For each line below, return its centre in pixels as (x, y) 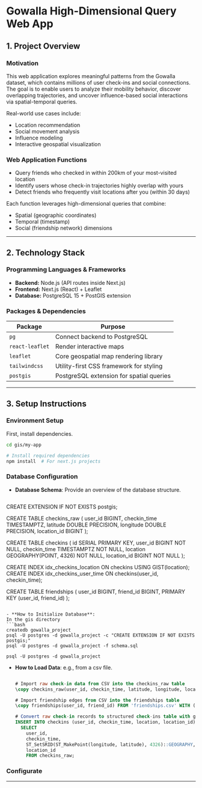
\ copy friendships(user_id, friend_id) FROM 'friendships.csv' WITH (103, 706)
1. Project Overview (43, 46)
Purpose (113, 327)
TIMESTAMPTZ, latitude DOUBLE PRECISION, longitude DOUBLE (86, 525)
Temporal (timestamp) (42, 222)
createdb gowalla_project (38, 630)
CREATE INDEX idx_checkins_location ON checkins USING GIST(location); (98, 567)
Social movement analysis (47, 131)
